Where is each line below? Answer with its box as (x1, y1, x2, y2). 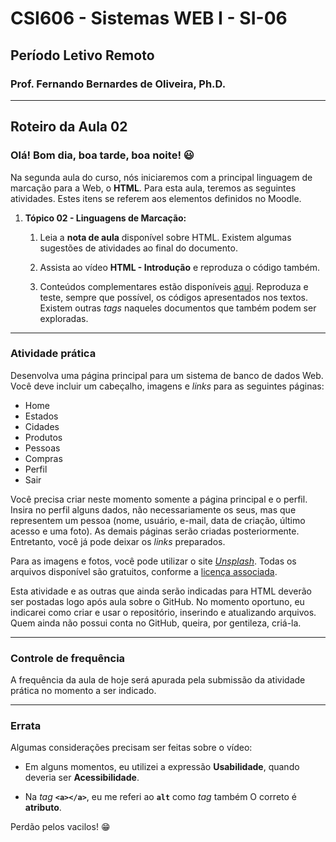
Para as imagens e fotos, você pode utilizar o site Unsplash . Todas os (10, 555, 297, 567)
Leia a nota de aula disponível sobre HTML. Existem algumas (39, 231, 292, 243)
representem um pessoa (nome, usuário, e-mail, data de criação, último (10, 514, 306, 526)
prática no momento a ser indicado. (10, 685, 157, 697)
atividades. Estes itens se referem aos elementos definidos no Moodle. (10, 192, 302, 204)
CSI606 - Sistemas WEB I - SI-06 (10, 7, 288, 30)
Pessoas (24, 442, 61, 454)
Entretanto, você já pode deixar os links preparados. (10, 535, 226, 547)
